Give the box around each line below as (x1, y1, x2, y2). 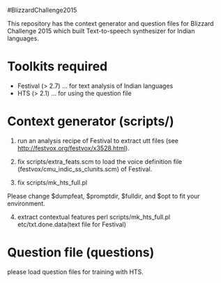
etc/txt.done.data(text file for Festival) (17, 220, 127, 229)
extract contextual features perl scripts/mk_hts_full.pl (17, 213, 171, 221)
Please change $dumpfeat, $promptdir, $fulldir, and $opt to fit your (7, 192, 200, 200)
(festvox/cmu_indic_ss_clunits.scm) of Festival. (17, 165, 153, 173)
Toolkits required (7, 59, 108, 75)
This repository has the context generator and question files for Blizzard (7, 20, 214, 27)
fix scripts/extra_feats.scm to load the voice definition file (17, 157, 183, 166)
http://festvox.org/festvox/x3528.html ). (17, 144, 130, 152)
